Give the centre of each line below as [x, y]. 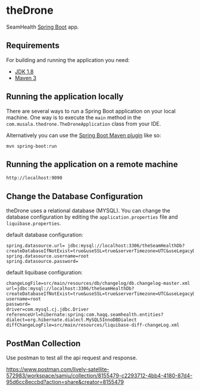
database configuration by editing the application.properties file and [92, 217]
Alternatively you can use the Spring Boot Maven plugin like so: [84, 135]
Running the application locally [65, 97]
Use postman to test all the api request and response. [72, 358]
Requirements [33, 46]
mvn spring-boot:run [32, 146]
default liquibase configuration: [44, 272]
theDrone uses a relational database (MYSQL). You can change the [88, 211]
